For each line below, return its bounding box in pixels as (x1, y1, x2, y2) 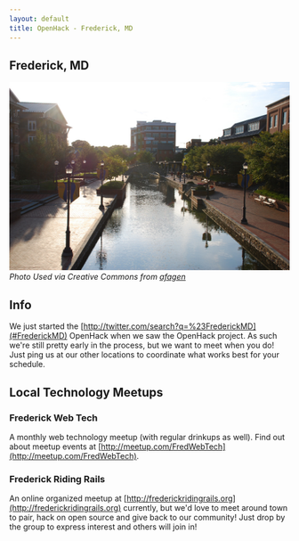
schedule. (9, 359, 46, 370)
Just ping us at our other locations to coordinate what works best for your (9, 349, 280, 360)
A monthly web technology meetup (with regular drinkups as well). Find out (9, 431, 286, 442)
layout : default (9, 14, 69, 23)
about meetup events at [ (9, 441, 101, 452)
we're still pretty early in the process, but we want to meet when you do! (9, 340, 274, 351)
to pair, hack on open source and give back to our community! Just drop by (9, 512, 286, 523)
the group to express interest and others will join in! (9, 521, 198, 532)
